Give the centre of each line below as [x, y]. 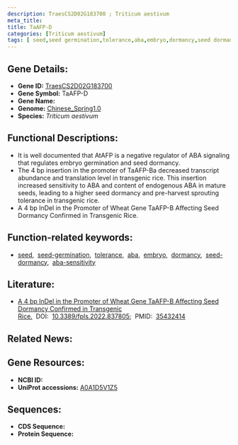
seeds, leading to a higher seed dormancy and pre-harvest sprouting [118, 192]
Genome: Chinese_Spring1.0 [59, 108]
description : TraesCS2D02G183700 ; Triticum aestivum [89, 14]
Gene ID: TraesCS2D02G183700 [65, 86]
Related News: [40, 339]
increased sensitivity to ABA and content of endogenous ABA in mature [122, 185]
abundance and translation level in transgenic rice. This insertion [112, 178]
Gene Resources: [46, 363]
